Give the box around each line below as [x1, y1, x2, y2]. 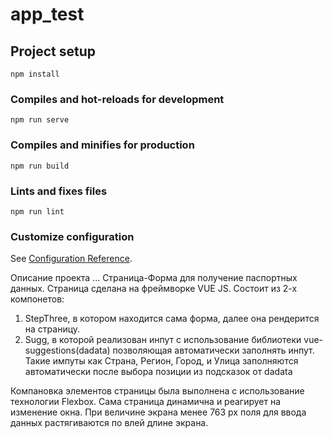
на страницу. [24, 323, 81, 335]
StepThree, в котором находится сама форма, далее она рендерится [24, 313, 320, 325]
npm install [10, 69, 60, 79]
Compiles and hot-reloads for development [10, 92, 225, 106]
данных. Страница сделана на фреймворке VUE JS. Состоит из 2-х [10, 283, 298, 295]
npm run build [10, 161, 70, 171]
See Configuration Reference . [10, 253, 133, 265]
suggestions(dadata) [24, 344, 111, 357]
